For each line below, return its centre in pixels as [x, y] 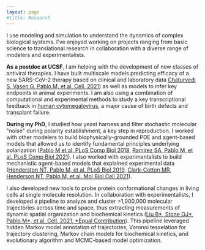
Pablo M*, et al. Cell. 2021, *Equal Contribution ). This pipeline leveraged [98, 221]
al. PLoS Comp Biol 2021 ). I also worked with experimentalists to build [94, 156]
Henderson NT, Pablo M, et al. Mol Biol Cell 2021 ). [69, 176]
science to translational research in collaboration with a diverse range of [97, 48]
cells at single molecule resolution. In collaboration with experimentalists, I [100, 194]
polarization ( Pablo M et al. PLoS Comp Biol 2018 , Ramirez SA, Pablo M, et [100, 150]
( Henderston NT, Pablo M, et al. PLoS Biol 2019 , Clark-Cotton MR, [89, 170]
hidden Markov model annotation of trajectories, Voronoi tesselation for [96, 227]
